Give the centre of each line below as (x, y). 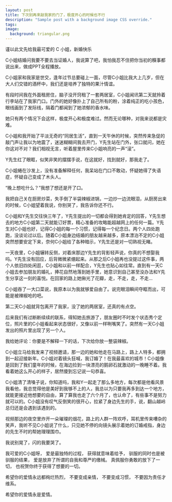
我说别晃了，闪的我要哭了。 (35, 442)
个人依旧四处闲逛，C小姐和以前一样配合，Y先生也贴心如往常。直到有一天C (84, 265)
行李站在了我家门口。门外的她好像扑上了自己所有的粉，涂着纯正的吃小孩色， (86, 101)
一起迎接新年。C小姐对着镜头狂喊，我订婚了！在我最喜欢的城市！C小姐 (85, 358)
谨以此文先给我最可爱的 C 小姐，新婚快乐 (49, 49)
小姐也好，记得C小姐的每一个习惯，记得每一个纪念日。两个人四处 (87, 229)
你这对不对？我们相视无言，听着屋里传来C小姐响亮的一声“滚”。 (72, 149)
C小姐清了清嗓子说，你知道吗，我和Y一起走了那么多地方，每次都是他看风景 (85, 382)
